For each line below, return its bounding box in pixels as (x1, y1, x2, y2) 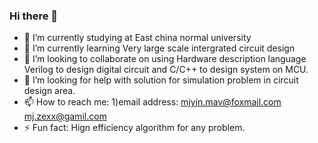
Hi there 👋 (9, 9, 59, 23)
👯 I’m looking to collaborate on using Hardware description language (23, 53, 307, 65)
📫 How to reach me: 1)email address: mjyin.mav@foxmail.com (23, 96, 282, 108)
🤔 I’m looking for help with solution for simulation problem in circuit (23, 74, 299, 86)
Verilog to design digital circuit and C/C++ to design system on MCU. (23, 64, 309, 76)
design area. (23, 85, 76, 97)
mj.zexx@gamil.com (23, 110, 107, 123)
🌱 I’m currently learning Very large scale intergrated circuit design (23, 42, 296, 54)
